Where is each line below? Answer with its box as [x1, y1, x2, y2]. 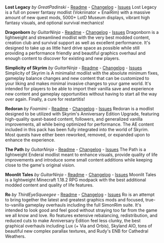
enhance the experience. [5, 137, 55, 143]
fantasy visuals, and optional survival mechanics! [5, 20, 104, 26]
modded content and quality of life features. [5, 182, 94, 188]
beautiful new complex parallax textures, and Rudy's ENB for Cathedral [5, 228, 148, 234]
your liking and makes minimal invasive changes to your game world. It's [5, 81, 151, 86]
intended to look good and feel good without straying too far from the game [5, 207, 158, 213]
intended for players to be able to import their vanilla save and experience [5, 86, 154, 91]
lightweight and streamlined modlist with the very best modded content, [5, 34, 150, 40]
